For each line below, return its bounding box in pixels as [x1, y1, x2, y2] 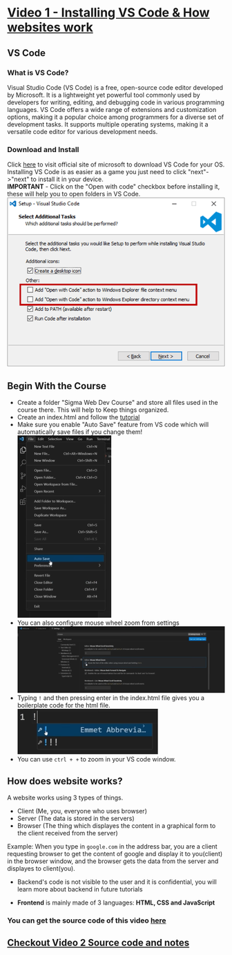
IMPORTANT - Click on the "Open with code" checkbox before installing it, [7, 182, 220, 191]
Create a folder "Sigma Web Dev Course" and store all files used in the [17, 399, 219, 407]
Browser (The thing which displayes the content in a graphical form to [17, 822, 216, 830]
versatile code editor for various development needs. [7, 127, 158, 135]
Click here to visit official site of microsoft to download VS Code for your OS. [7, 160, 225, 169]
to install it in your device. [30, 175, 104, 184]
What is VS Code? [7, 68, 69, 77]
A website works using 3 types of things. [7, 793, 124, 802]
